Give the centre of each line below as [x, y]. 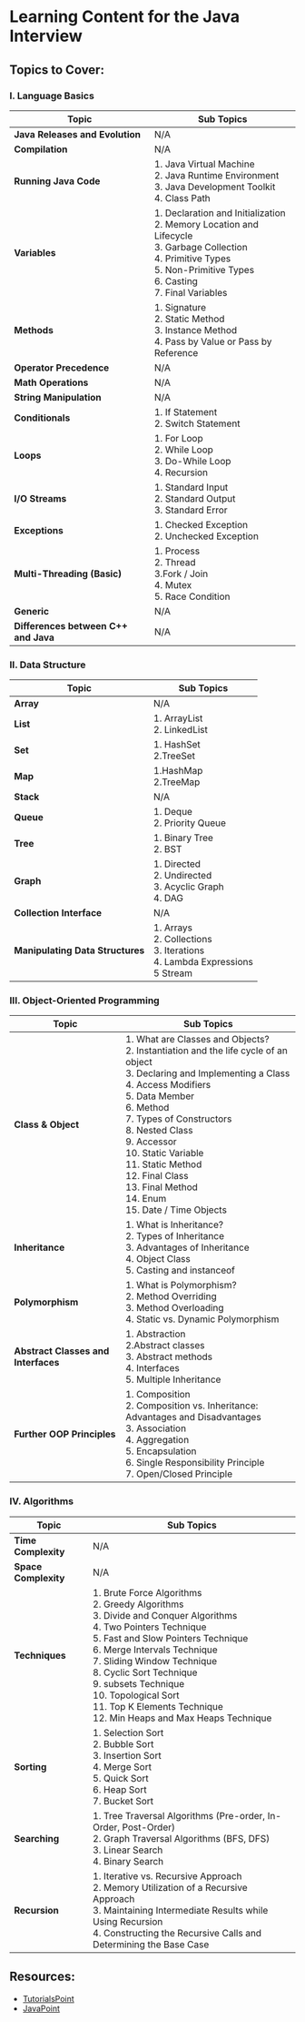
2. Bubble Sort [123, 1743]
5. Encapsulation [161, 1451]
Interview [46, 36]
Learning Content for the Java [125, 17]
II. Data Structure [48, 665]
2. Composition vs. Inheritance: [192, 1406]
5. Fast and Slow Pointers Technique [170, 1638]
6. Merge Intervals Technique [155, 1650]
